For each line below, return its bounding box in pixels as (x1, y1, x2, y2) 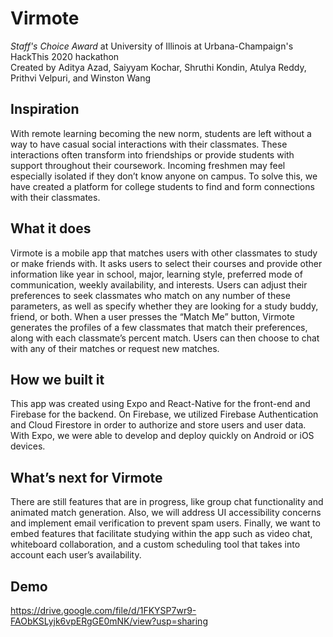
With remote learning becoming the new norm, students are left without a (10, 127, 312, 139)
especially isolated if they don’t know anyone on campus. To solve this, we (10, 170, 318, 182)
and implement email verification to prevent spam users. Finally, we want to (10, 517, 321, 529)
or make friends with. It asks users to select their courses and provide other (10, 257, 323, 269)
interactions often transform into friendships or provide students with (10, 148, 295, 161)
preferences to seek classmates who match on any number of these (10, 289, 291, 301)
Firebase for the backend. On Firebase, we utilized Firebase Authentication (10, 408, 319, 421)
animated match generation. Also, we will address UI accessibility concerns (10, 507, 322, 519)
